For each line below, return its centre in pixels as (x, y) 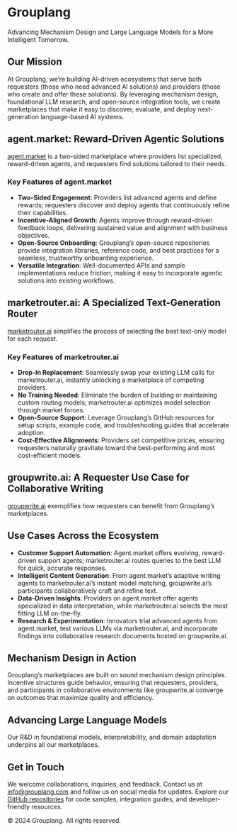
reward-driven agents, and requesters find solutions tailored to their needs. (117, 163)
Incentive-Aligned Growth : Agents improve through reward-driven (115, 220)
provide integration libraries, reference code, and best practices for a (118, 250)
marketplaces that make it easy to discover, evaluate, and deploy (102, 109)
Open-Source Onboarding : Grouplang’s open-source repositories (114, 243)
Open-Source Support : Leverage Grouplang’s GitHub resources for (116, 417)
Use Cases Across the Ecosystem (83, 536)
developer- (204, 799)
